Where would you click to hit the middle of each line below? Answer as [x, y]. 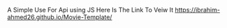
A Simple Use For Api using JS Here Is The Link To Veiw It [90, 10]
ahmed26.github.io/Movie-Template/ [60, 17]
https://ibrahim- [197, 10]
